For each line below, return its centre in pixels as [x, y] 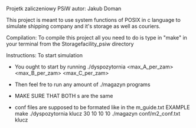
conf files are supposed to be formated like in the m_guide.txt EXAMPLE [102, 107]
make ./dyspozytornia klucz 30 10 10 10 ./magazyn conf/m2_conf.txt [97, 114]
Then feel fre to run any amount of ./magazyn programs [82, 84]
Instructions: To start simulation [44, 55]
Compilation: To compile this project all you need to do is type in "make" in [97, 37]
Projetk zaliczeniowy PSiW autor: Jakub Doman [64, 9]
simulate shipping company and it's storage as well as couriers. [83, 26]
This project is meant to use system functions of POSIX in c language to [94, 20]
